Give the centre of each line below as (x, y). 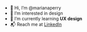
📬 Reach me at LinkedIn (36, 24)
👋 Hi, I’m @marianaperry (36, 8)
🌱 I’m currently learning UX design (46, 19)
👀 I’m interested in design (36, 13)
